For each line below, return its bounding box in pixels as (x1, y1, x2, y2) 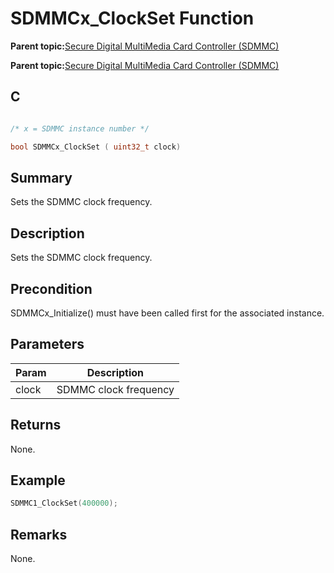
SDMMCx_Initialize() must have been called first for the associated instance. (10, 307, 325, 319)
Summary (10, 169, 73, 186)
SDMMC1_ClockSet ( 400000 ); (10, 498, 118, 509)
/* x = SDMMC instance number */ (10, 123, 150, 134)
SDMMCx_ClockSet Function (10, 7, 255, 30)
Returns (10, 417, 62, 434)
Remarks (10, 526, 68, 543)
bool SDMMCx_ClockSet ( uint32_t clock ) (10, 142, 182, 152)
